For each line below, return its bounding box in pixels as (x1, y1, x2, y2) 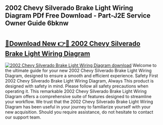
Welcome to (132, 62, 157, 68)
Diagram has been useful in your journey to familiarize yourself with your (5, 104, 151, 109)
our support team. (5, 114, 41, 120)
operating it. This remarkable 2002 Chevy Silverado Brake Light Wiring (5, 88, 147, 94)
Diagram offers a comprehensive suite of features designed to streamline (5, 94, 152, 99)
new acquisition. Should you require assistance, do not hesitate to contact (5, 109, 153, 115)
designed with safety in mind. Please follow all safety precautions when (5, 83, 148, 89)
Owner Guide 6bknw (5, 19, 69, 27)
